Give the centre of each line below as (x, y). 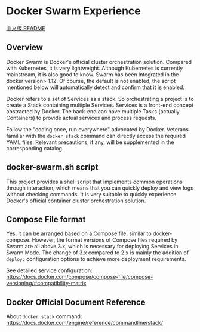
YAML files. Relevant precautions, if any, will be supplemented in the (90, 142)
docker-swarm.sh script (52, 167)
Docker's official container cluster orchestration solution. (76, 201)
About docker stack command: (44, 316)
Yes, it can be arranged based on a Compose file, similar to (79, 233)
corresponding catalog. (35, 148)
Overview (25, 47)
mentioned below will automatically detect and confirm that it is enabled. (96, 87)
